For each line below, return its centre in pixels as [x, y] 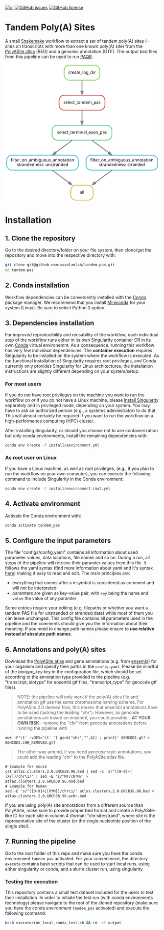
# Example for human [26, 786]
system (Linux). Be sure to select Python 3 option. [56, 307]
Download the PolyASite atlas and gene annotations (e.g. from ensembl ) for [81, 661]
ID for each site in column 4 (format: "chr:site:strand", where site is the [84, 816]
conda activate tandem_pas [33, 525]
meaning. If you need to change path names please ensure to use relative [80, 629]
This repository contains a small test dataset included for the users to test [79, 892]
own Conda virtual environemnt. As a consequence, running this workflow [80, 345]
